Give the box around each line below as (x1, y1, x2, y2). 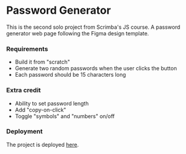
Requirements (6, 44, 49, 53)
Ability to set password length (14, 99, 89, 107)
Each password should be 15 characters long (14, 71, 126, 78)
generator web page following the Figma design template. (6, 29, 149, 37)
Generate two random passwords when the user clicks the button (14, 65, 177, 72)
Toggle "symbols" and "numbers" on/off (14, 112, 115, 120)
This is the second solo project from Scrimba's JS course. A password (6, 23, 181, 31)
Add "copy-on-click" (14, 106, 67, 113)
